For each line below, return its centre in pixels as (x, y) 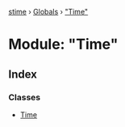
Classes (25, 97)
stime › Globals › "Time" (48, 12)
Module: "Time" (63, 44)
